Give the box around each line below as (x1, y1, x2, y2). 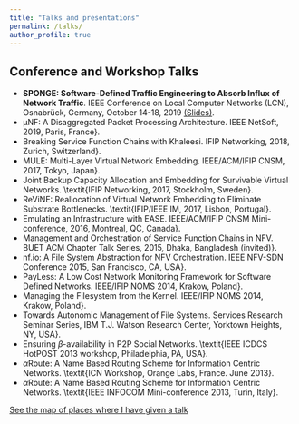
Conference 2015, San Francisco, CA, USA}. (22, 261, 188, 272)
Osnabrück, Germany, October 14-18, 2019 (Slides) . (22, 107, 215, 118)
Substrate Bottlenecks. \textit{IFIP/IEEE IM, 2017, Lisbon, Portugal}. (22, 203, 272, 214)
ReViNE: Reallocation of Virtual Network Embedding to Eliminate (22, 194, 262, 205)
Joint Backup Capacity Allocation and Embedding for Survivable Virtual (22, 174, 289, 186)
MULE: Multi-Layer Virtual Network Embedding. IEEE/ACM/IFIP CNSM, (22, 155, 285, 166)
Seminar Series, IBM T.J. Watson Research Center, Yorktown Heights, (22, 320, 283, 330)
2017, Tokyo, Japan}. (22, 165, 101, 176)
